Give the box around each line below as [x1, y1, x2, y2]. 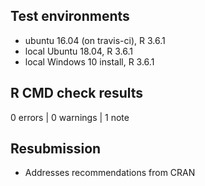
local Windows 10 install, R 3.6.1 [24, 55, 155, 68]
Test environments [10, 8, 130, 25]
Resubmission [10, 140, 102, 158]
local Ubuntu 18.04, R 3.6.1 [24, 45, 134, 57]
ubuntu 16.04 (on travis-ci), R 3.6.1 [24, 34, 166, 46]
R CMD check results [10, 85, 144, 102]
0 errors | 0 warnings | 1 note [10, 111, 130, 123]
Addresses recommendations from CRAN [24, 167, 196, 179]
